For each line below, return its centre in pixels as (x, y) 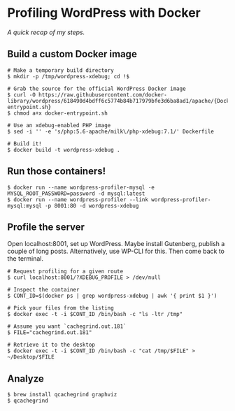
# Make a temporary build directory (60, 70)
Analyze (26, 378)
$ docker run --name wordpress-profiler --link (78, 200)
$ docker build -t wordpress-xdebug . (64, 150)
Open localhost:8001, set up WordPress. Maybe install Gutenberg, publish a (116, 244)
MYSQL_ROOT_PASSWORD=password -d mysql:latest (76, 194)
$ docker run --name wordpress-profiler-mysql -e (81, 187)
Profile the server (46, 227)
